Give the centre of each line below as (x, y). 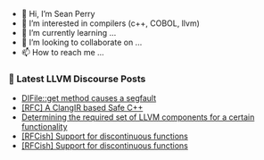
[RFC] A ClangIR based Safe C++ (82, 108)
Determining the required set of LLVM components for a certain (138, 117)
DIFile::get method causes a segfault (89, 98)
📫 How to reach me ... (62, 52)
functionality (44, 127)
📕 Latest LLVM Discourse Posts (77, 79)
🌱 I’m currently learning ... (69, 33)
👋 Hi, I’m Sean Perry (58, 14)
